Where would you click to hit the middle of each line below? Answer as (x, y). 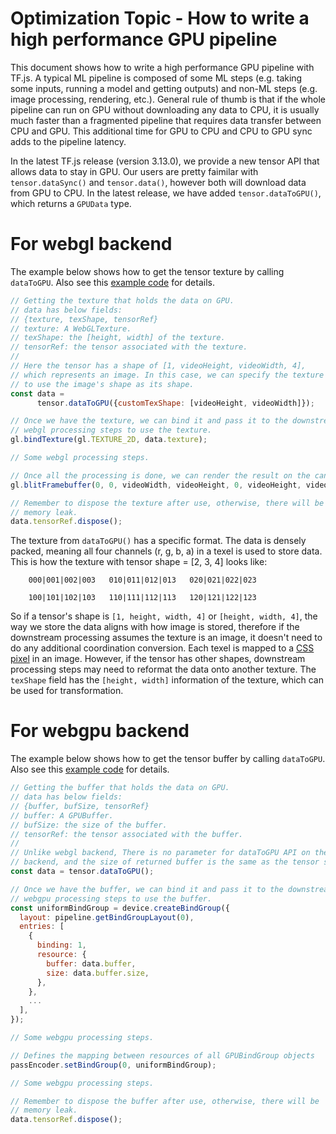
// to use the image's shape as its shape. (102, 384)
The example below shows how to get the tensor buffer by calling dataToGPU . (168, 759)
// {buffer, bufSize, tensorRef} (80, 806)
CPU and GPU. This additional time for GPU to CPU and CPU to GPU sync (161, 131)
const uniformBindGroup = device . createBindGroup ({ (120, 908)
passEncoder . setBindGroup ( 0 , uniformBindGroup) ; (113, 1065)
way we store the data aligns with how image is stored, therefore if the (155, 627)
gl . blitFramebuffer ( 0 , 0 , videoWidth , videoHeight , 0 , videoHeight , (156, 485)
